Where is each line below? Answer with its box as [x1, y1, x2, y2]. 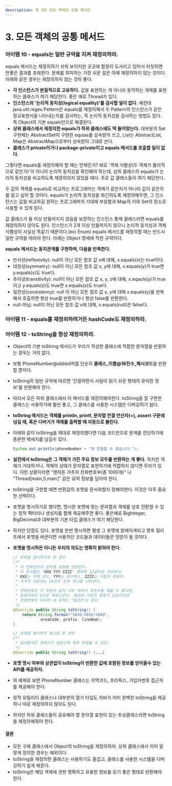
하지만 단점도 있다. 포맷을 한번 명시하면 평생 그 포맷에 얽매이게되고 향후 [12, 527, 155, 533]
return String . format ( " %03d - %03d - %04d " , [22, 612, 110, 617]
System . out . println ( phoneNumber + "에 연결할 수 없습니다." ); [12, 446, 139, 451]
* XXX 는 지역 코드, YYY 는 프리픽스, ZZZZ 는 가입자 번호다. [15, 574, 125, 579]
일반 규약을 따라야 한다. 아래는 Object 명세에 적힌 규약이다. [5, 235, 123, 241]
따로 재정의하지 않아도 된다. [22, 700, 77, 707]
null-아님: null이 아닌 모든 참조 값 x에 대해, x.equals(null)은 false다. [12, 302, 148, 308]
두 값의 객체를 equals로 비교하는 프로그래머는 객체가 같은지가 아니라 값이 [5, 185, 150, 192]
